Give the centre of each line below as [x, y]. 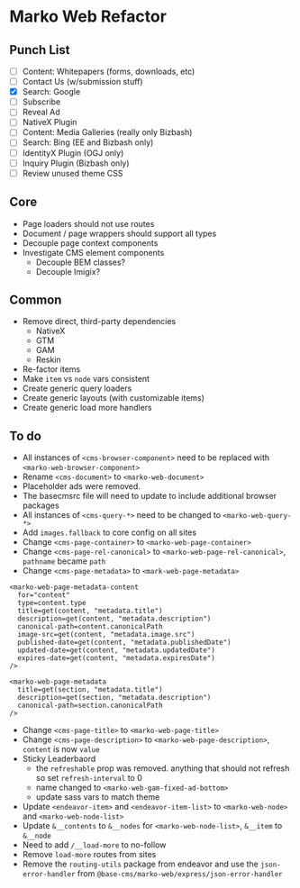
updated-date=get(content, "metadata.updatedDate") [117, 650]
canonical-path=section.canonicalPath [91, 706]
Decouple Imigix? [68, 271]
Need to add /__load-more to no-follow [94, 845]
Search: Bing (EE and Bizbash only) [88, 142]
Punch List [40, 50]
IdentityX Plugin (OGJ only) [73, 153]
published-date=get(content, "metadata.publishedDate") [124, 643]
